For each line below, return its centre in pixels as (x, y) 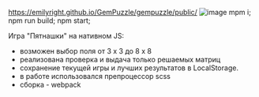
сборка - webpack (50, 84)
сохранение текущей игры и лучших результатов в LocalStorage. (129, 68)
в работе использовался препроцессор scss (95, 76)
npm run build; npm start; (49, 21)
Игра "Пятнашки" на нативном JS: (66, 36)
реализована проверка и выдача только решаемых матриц (120, 60)
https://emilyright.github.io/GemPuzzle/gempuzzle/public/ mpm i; (129, 12)
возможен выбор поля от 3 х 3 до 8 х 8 (86, 51)
